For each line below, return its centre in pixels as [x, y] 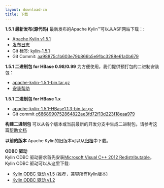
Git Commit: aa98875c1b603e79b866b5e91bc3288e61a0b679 [75, 56]
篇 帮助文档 [16, 130]
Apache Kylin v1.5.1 [32, 39]
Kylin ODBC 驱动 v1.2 [33, 180]
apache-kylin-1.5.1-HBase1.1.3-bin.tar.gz [53, 108]
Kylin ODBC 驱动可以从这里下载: [37, 163]
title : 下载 [16, 14]
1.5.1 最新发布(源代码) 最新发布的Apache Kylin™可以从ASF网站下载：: [75, 29]
